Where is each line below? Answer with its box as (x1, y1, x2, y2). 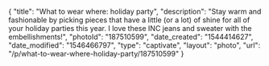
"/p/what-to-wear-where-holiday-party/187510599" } (8, 49, 184, 58)
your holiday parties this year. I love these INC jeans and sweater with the (8, 24, 252, 33)
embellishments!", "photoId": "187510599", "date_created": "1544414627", (8, 32, 254, 41)
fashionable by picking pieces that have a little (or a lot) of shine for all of (8, 15, 250, 25)
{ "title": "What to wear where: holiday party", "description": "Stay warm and (8, 7, 262, 16)
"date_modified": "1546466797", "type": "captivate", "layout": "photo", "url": (8, 41, 261, 50)
